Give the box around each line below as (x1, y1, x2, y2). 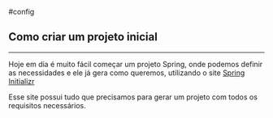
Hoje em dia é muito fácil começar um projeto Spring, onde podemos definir (8, 59, 263, 69)
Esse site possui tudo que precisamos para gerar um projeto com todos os (8, 92, 258, 102)
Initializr (8, 76, 35, 86)
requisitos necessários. (8, 100, 87, 110)
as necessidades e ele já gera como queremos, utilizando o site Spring (8, 68, 245, 78)
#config (8, 7, 35, 16)
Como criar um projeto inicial (8, 30, 158, 44)
